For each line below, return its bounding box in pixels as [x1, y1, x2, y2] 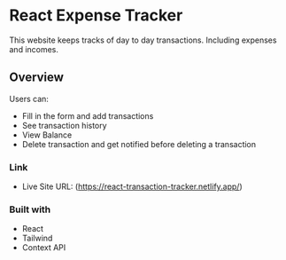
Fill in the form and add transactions [21, 110, 154, 121]
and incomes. [9, 43, 59, 54]
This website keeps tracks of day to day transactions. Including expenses [9, 35, 277, 45]
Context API [21, 242, 66, 253]
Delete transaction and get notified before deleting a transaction [21, 138, 257, 149]
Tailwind [21, 232, 53, 244]
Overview [9, 70, 65, 85]
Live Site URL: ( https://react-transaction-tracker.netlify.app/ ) [21, 181, 243, 192]
